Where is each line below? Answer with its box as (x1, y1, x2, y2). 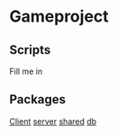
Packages (9, 92, 66, 107)
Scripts (9, 42, 51, 58)
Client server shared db (9, 115, 97, 127)
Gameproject (9, 6, 110, 27)
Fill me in (9, 66, 43, 76)
